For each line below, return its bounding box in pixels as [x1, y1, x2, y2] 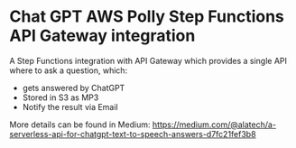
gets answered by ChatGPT [22, 82, 125, 93]
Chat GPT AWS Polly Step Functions [9, 6, 284, 27]
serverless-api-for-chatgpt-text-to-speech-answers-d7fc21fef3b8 [9, 128, 256, 139]
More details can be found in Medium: [9, 119, 151, 130]
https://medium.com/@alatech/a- [152, 119, 277, 130]
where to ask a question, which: [9, 65, 128, 76]
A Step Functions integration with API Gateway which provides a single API [9, 55, 287, 66]
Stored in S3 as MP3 [22, 92, 99, 103]
